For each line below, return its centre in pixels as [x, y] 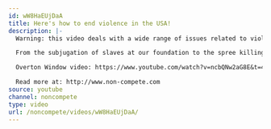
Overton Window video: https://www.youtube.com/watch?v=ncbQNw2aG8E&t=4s [142, 68]
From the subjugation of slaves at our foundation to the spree [126, 53]
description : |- [35, 31]
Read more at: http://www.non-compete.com [88, 82]
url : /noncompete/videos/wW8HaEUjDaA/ [73, 112]
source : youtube [35, 89]
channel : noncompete [43, 97]
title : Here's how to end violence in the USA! [90, 23]
